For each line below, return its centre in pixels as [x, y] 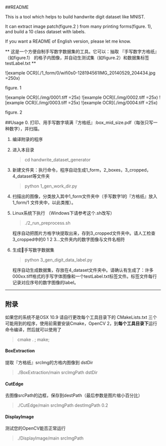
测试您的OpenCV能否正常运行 [35, 428]
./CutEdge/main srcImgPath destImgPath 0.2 [63, 405]
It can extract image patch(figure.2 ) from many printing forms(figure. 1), [79, 26]
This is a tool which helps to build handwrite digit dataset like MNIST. [75, 17]
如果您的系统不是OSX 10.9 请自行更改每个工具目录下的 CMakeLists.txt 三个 [81, 317]
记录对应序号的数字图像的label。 [45, 283]
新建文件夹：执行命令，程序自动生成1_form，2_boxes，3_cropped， [82, 170]
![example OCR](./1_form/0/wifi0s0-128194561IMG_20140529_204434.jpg [80, 73]
